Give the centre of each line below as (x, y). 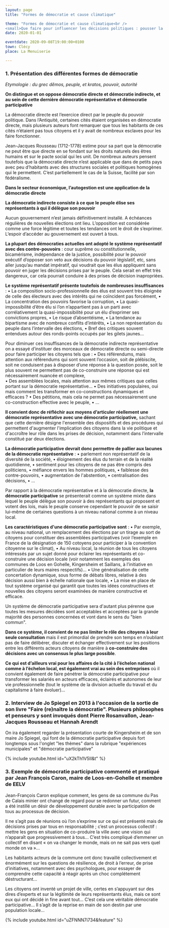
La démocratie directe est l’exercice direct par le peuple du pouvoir (75, 115)
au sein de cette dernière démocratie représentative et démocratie (76, 100)
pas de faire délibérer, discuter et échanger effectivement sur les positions (82, 643)
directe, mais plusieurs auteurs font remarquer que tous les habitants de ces (84, 125)
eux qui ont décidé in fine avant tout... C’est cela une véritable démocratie (82, 899)
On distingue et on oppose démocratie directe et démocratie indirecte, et (83, 94)
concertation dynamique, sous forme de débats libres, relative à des (76, 575)
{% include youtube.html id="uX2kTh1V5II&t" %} (55, 759)
